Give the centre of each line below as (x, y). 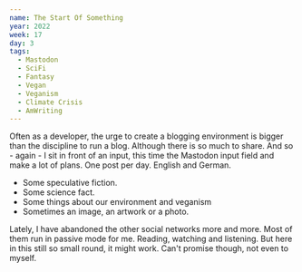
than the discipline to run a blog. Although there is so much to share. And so (151, 146)
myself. (23, 258)
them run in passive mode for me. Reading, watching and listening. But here (151, 239)
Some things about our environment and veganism (117, 202)
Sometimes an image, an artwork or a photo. (106, 212)
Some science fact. (58, 192)
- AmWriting (40, 111)
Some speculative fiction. (70, 183)
